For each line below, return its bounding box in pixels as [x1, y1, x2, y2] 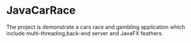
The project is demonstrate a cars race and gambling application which [6, 23, 186, 30]
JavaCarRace [6, 4, 76, 17]
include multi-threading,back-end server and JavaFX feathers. [6, 29, 164, 36]
